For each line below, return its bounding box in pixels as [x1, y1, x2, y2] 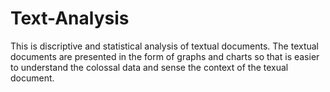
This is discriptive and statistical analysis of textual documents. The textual [10, 40, 320, 52]
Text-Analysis [10, 7, 130, 30]
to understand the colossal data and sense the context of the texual [10, 61, 289, 73]
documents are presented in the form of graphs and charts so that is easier [10, 50, 320, 62]
